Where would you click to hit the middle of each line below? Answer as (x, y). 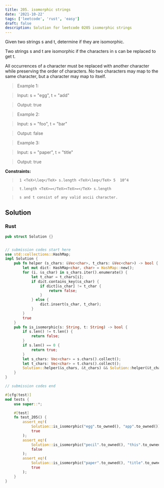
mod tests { (17, 399)
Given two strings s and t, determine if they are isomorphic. (65, 42)
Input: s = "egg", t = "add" (43, 96)
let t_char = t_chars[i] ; (57, 277)
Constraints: (18, 171)
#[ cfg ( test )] (18, 395)
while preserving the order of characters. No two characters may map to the (82, 71)
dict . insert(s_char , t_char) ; (71, 304)
